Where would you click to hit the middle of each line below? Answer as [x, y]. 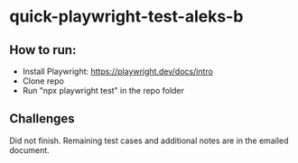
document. [29, 149]
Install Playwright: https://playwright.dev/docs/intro [118, 71]
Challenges [42, 119]
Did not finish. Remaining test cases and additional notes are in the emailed [149, 140]
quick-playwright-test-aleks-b [126, 17]
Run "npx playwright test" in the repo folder [103, 91]
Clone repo [43, 81]
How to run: [43, 50]
